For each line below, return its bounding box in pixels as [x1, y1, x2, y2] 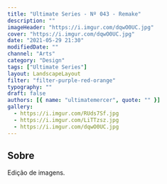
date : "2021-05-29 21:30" [7, 37, 84, 44]
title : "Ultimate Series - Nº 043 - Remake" [7, 10, 141, 18]
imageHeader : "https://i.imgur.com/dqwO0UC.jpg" [7, 24, 154, 31]
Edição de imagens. [7, 168, 65, 177]
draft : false [7, 90, 46, 97]
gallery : [7, 103, 33, 111]
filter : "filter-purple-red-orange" [7, 76, 116, 84]
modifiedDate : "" [7, 44, 59, 51]
